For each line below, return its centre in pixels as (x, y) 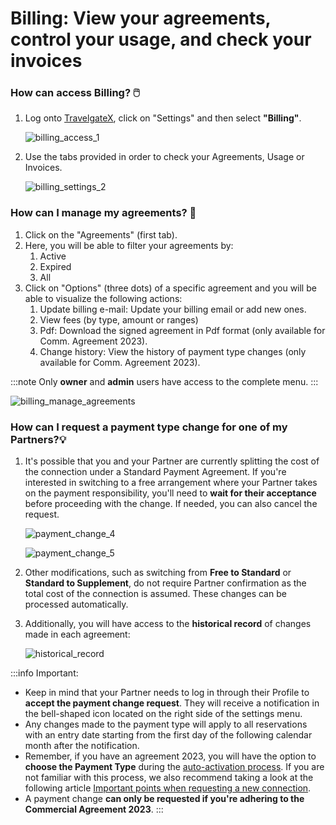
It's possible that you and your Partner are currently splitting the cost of (172, 461)
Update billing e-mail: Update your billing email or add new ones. (173, 309)
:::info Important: (44, 673)
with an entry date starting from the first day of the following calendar (168, 735)
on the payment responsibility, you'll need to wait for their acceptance (170, 493)
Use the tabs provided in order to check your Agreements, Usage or (164, 157)
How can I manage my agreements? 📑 (103, 213)
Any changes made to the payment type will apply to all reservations (166, 724)
